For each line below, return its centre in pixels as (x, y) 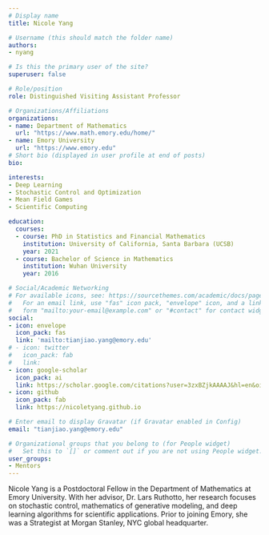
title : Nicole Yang (41, 23)
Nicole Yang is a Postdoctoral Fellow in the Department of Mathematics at (130, 489)
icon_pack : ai (39, 377)
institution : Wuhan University (75, 266)
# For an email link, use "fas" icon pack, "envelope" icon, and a (127, 303)
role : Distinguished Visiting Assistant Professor (94, 96)
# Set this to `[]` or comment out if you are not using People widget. (136, 451)
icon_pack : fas (41, 333)
